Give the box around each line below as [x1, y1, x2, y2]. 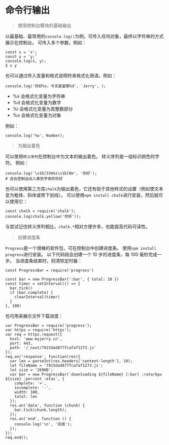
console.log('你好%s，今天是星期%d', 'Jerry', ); [5, 83, 107, 89]
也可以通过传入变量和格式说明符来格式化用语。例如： [5, 72, 117, 79]
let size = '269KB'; [10, 367, 53, 372]
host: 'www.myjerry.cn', [10, 336, 62, 341]
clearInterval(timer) [14, 294, 60, 299]
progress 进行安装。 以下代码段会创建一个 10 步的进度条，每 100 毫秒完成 [5, 251, 157, 257]
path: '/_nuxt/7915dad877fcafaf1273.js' [10, 345, 96, 350]
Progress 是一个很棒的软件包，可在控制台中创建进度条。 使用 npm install [5, 245, 156, 251]
